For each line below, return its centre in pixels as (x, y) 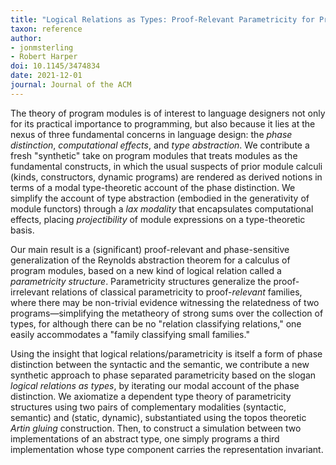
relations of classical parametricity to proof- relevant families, (177, 292)
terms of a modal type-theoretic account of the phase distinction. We (153, 187)
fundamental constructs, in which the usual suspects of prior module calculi (166, 166)
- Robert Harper (44, 57)
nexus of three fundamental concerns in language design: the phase (151, 134)
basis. (22, 230)
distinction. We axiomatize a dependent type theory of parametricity (151, 396)
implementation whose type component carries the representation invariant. (167, 449)
